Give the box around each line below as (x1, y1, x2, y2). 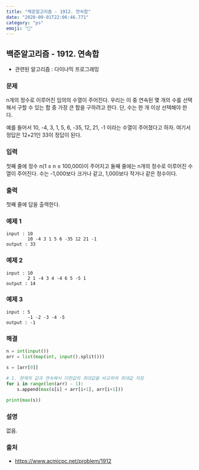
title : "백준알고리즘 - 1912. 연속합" (6, 8, 91, 15)
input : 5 (6, 309, 31, 315)
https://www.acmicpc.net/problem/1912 (14, 457, 112, 464)
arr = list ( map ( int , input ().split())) (6, 354, 105, 360)
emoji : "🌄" (6, 25, 33, 31)
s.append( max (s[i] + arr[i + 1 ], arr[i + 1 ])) (17, 386, 124, 392)
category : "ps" (6, 20, 44, 26)
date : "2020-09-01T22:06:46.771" (6, 14, 89, 20)
